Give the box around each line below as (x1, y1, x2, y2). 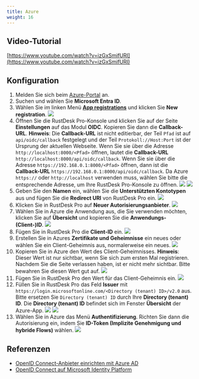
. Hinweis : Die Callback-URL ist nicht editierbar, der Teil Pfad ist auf (25, 130, 191, 137)
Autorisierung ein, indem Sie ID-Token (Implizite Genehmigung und (15, 320, 181, 327)
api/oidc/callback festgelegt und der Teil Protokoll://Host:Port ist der (15, 136, 191, 143)
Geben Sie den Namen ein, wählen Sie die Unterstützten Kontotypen (15, 188, 186, 195)
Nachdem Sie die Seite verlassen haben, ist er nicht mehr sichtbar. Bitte (15, 261, 191, 268)
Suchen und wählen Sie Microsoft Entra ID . (15, 97, 121, 105)
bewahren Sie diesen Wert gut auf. (15, 268, 100, 275)
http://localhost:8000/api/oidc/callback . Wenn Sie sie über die (15, 155, 175, 162)
